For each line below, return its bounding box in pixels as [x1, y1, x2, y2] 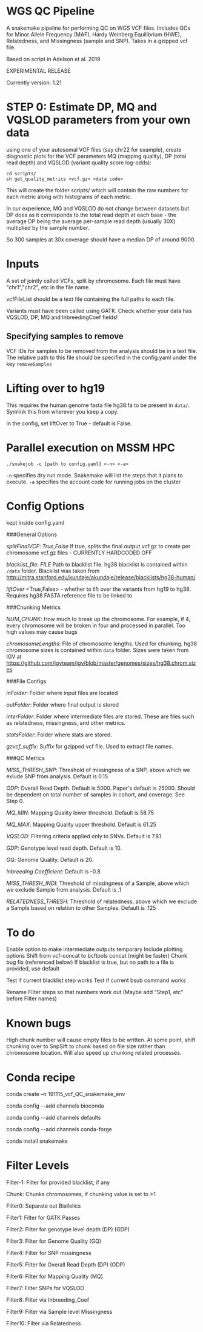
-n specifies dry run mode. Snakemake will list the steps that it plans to [6, 471, 183, 479]
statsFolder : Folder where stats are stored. [6, 731, 112, 738]
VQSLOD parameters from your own [6, 113, 191, 127]
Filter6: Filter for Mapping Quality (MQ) [6, 1273, 103, 1280]
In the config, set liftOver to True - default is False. [6, 420, 132, 427]
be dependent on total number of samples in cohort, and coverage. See [6, 791, 185, 798]
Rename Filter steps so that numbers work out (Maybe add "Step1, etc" [6, 989, 184, 996]
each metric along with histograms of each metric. [6, 193, 132, 200]
